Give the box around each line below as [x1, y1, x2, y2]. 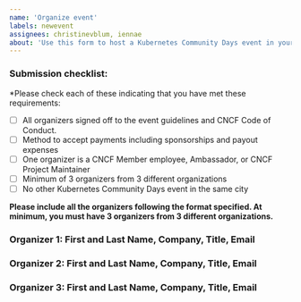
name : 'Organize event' [9, 13, 99, 22]
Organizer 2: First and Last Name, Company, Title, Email [9, 256, 257, 269]
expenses [21, 144, 59, 155]
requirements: [9, 97, 61, 108]
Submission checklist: [9, 68, 108, 80]
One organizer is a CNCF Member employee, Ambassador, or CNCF [21, 154, 273, 164]
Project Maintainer [21, 164, 91, 174]
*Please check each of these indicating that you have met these [9, 88, 246, 98]
